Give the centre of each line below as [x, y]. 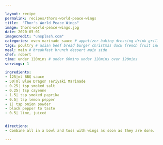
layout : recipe [20, 14]
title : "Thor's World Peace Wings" [42, 23]
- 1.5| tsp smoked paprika [32, 95]
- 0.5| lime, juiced [26, 113]
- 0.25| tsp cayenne [26, 91]
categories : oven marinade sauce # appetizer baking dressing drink [76, 41]
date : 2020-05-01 [23, 32]
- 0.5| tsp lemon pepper [30, 100]
